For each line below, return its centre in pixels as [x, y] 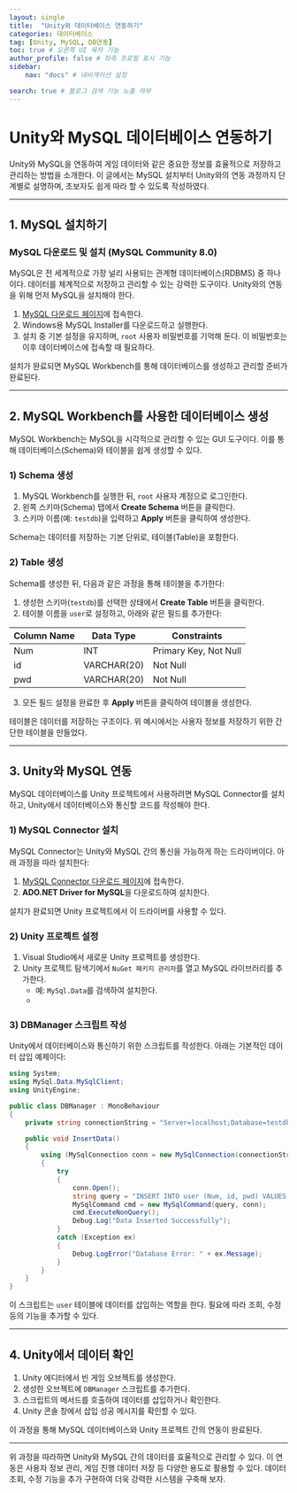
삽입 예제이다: [42, 1057]
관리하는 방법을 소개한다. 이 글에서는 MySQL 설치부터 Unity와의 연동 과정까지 [143, 174]
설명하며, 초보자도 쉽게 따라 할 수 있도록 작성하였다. [121, 186]
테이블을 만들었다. [56, 732]
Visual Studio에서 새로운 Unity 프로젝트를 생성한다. [111, 957]
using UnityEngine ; [45, 1090]
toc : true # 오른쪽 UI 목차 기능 [64, 50]
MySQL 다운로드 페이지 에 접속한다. [83, 314]
